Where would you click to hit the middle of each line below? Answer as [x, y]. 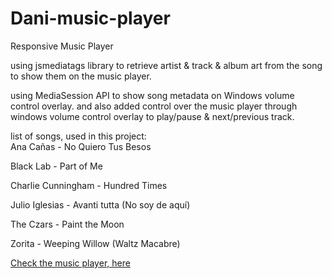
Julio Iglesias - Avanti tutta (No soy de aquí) [100, 204]
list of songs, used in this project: [78, 136]
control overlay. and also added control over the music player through [154, 106]
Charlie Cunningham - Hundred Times [89, 185]
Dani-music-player [90, 18]
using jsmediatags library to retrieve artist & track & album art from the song [166, 65]
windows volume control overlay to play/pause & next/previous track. [152, 116]
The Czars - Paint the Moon [67, 224]
